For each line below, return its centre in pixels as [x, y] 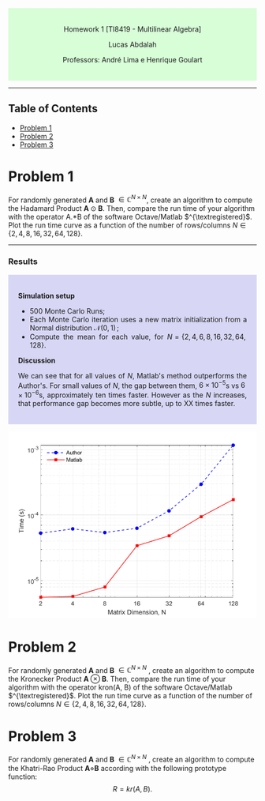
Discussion [37, 360]
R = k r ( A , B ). [132, 789]
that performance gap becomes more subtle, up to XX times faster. [127, 404]
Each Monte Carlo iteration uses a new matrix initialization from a [138, 319]
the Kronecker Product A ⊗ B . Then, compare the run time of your [117, 679]
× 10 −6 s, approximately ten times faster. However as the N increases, [132, 394]
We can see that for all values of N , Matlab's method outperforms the [132, 375]
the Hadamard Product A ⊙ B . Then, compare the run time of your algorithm [131, 209]
